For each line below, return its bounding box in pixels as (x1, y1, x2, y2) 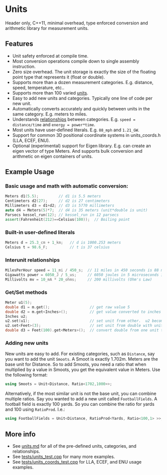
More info (5, 430, 36, 438)
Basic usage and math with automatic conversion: (5, 183, 128, 190)
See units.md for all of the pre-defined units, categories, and (12, 443, 137, 449)
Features (5, 40, 33, 48)
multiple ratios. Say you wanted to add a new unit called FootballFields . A (5, 396, 158, 402)
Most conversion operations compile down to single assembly (12, 58, 140, 64)
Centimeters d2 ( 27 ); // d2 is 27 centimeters (5, 198, 110, 203)
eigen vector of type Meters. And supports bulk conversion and (12, 148, 143, 154)
